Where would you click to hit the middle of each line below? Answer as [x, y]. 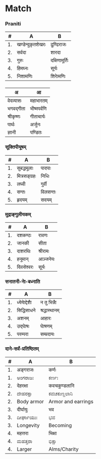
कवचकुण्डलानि [61, 385]
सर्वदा [21, 53]
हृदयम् [22, 200]
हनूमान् [23, 259]
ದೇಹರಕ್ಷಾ [25, 394]
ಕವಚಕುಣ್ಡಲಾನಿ [61, 394]
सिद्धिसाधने [26, 311]
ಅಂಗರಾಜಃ [25, 377]
